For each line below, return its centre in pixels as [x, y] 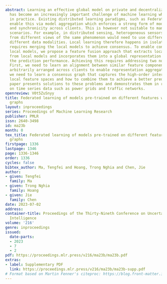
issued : [13, 232]
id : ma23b [15, 126]
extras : [13, 260]
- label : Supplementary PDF [34, 265]
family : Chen [23, 200]
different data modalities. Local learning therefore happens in [79, 42]
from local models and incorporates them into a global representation [85, 56]
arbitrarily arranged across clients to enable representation [76, 70]
